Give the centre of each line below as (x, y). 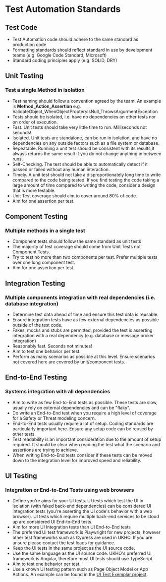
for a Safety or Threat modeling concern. (54, 418)
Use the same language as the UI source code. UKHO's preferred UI (82, 553)
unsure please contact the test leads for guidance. (64, 543)
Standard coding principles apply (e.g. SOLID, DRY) (65, 60)
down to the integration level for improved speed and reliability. (77, 460)
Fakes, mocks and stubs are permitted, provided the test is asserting (82, 330)
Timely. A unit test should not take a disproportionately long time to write (86, 175)
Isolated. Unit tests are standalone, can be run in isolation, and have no (85, 138)
